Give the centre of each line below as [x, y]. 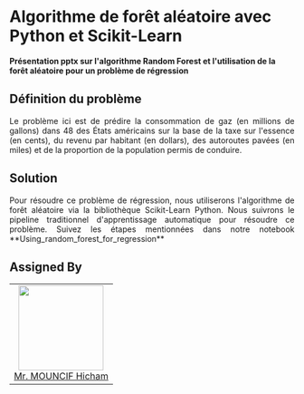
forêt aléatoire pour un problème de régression [99, 71]
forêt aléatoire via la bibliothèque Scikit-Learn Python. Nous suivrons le [152, 209]
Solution [33, 178]
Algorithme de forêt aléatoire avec [141, 17]
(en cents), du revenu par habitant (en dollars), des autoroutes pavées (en [152, 140]
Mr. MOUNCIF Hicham [61, 376]
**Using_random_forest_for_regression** [87, 238]
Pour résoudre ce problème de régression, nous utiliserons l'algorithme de [152, 200]
